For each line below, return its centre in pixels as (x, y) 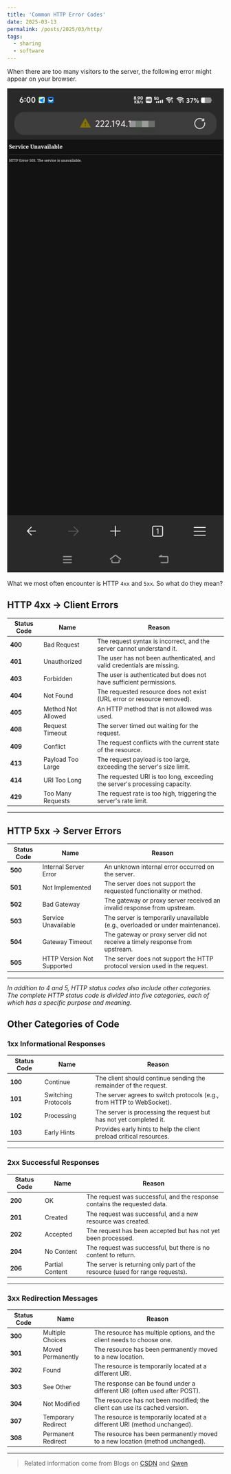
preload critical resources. (132, 1136)
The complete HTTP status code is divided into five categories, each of (108, 995)
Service (53, 917)
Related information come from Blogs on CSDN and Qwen (106, 1463)
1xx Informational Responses (56, 1043)
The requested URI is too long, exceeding (156, 776)
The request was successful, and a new (142, 1214)
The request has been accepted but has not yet (153, 1230)
